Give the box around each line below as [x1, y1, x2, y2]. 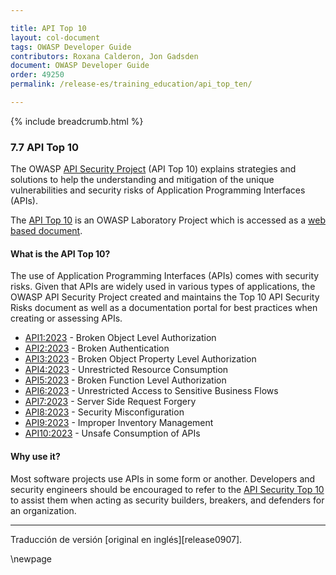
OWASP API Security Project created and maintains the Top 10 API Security [10, 291, 320, 303]
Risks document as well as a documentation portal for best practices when [10, 302, 318, 314]
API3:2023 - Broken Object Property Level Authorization [24, 353, 257, 365]
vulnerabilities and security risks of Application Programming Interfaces [10, 184, 306, 196]
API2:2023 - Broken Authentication [24, 342, 170, 355]
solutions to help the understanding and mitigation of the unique [10, 174, 275, 186]
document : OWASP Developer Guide [10, 61, 150, 71]
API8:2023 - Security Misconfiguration [24, 406, 185, 418]
